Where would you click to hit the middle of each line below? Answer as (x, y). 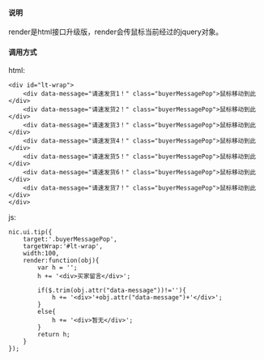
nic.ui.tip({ (30, 232)
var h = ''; (58, 268)
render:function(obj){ (61, 261)
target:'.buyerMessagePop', (70, 239)
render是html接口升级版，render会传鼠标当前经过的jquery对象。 (116, 32)
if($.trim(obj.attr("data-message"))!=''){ (112, 291)
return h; (54, 335)
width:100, (41, 254)
